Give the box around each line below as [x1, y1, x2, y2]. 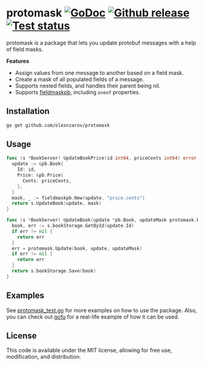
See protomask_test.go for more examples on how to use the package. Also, [6, 306, 197, 314]
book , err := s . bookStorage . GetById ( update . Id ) [12, 223, 135, 229]
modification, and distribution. [6, 353, 81, 361]
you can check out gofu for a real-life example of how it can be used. [6, 313, 180, 320]
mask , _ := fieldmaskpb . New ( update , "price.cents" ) [12, 195, 146, 201]
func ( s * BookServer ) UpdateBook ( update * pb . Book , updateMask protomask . [6, 217, 197, 223]
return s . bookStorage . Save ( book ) [12, 268, 97, 274]
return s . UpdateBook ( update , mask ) [12, 201, 102, 207]
